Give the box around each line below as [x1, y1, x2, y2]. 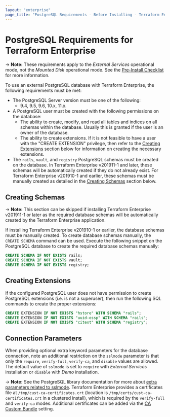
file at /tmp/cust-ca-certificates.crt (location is [5, 390, 108, 396]
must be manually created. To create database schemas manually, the [5, 232, 151, 238]
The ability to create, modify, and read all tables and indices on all [20, 119, 157, 125]
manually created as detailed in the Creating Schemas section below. [12, 178, 157, 184]
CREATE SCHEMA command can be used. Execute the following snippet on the [5, 238, 162, 244]
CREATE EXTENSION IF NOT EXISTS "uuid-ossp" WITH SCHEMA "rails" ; [5, 315, 148, 320]
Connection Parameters [5, 334, 82, 342]
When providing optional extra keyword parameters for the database [5, 347, 148, 354]
